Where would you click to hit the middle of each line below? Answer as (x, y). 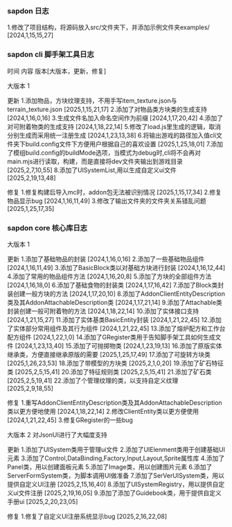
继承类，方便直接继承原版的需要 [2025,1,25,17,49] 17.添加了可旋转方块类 (109, 354)
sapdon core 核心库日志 (47, 228)
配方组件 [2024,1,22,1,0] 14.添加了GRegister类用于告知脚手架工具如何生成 (111, 337)
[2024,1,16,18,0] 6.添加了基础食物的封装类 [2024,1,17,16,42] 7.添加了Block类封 (116, 285)
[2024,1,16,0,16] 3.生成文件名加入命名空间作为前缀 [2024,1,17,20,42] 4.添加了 (115, 118)
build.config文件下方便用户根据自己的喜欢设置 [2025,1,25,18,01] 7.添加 (124, 144)
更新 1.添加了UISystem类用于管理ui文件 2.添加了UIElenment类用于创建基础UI (116, 449)
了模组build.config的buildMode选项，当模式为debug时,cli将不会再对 (104, 152)
